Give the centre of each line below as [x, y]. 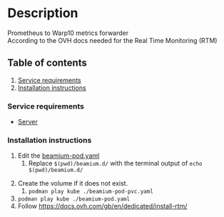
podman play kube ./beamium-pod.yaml [74, 199]
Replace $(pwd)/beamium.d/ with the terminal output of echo [115, 163]
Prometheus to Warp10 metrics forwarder [68, 33]
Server [27, 122]
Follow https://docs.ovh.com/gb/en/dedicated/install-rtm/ [102, 206]
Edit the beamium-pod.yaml [58, 156]
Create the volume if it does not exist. [73, 183]
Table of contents [47, 63]
